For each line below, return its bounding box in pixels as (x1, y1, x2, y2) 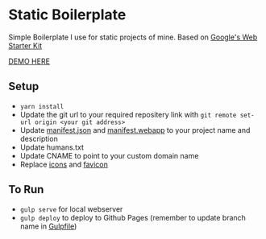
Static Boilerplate (8, 6, 127, 24)
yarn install (19, 102, 64, 110)
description (19, 134, 58, 143)
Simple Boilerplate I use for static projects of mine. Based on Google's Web (8, 32, 258, 42)
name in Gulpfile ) (19, 221, 77, 231)
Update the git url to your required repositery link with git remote (19, 109, 237, 119)
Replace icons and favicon (19, 159, 109, 169)
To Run (8, 183, 44, 196)
